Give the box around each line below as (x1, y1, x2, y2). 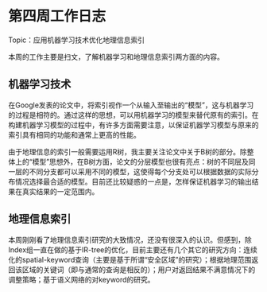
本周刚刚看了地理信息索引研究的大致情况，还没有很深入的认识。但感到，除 (8, 235, 252, 244)
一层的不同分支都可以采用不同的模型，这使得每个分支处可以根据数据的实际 (8, 166, 252, 176)
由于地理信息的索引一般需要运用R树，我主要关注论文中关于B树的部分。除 (8, 146, 248, 156)
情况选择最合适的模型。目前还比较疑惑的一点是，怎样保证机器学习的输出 (14, 177, 252, 186)
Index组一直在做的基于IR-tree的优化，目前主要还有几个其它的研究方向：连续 (8, 244, 258, 255)
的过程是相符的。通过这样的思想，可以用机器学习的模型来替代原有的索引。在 (8, 110, 259, 119)
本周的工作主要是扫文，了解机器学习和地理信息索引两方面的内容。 (8, 52, 224, 61)
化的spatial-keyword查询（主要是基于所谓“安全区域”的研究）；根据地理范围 (8, 255, 252, 264)
